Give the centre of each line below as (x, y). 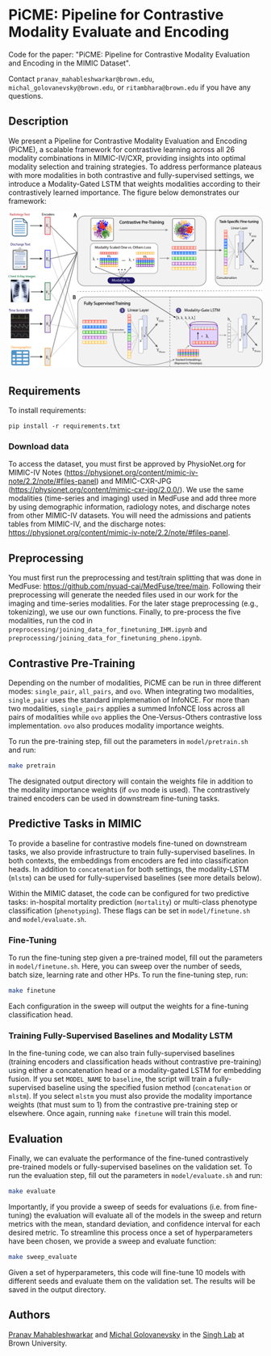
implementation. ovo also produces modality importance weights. (116, 726)
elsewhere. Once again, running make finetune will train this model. (120, 1113)
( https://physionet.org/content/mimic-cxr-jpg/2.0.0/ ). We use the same (126, 490)
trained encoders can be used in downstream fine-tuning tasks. (114, 798)
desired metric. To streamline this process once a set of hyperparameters (131, 1232)
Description (38, 122)
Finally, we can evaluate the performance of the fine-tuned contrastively (128, 1159)
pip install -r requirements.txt (65, 426)
